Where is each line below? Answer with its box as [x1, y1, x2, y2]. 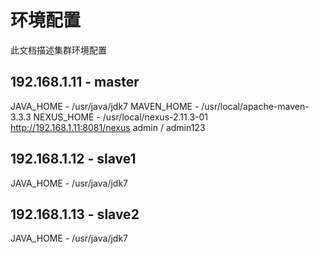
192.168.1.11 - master [10, 74, 140, 91]
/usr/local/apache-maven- [201, 100, 310, 112]
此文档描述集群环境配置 [10, 44, 107, 56]
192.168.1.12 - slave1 [10, 151, 137, 168]
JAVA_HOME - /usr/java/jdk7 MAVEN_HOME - [10, 100, 200, 112]
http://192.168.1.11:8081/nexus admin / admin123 [10, 121, 206, 133]
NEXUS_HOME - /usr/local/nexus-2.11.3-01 [33, 111, 209, 123]
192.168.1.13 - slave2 [10, 206, 140, 223]
